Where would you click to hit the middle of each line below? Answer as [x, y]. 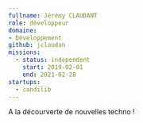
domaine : [23, 30]
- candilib [33, 89]
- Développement [35, 38]
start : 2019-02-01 [53, 67]
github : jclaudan [37, 45]
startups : [25, 82]
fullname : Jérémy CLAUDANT [53, 15]
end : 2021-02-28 [50, 75]
